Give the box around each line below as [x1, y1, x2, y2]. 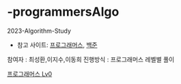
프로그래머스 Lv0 [7, 70, 53, 78]
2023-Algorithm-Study [7, 27, 72, 35]
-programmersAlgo [7, 4, 120, 20]
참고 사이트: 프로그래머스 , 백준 [16, 40, 98, 48]
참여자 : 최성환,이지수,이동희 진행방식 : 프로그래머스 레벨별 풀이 [7, 55, 175, 64]
